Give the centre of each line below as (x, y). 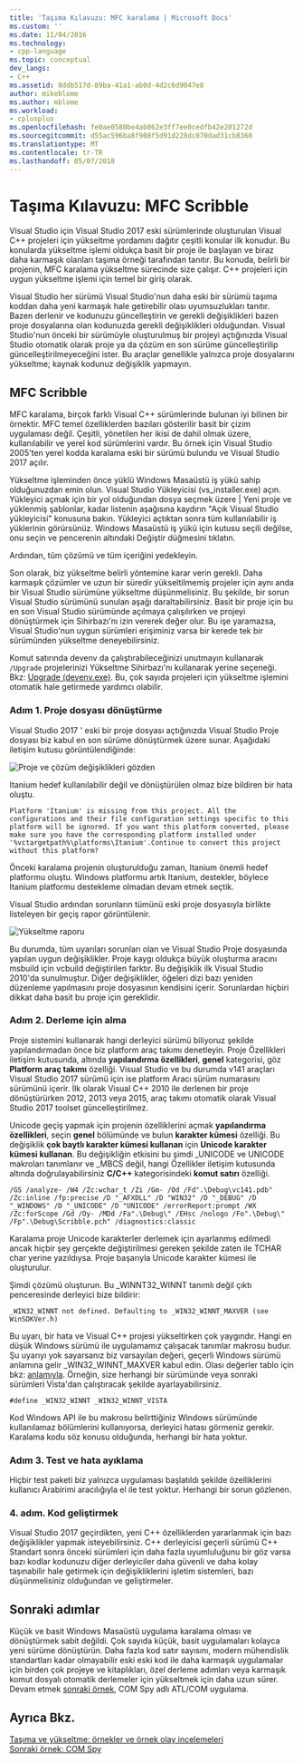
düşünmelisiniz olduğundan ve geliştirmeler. (91, 1581)
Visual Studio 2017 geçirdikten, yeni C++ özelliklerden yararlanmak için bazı (151, 1533)
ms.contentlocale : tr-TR (56, 152)
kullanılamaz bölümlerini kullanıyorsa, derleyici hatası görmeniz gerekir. (142, 1427)
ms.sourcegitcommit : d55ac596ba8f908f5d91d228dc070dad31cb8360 (131, 136)
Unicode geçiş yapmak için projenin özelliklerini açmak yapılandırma (138, 1125)
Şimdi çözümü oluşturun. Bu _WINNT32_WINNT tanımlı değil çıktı (131, 1284)
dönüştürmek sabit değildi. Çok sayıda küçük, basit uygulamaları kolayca (145, 1641)
